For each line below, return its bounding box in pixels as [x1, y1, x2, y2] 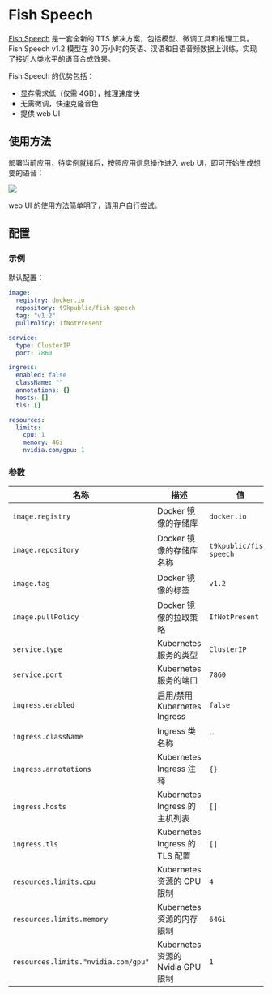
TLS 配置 [157, 851, 192, 862]
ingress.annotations [12, 765, 91, 774]
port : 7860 [15, 349, 53, 357]
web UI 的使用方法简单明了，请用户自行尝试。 [8, 200, 162, 210]
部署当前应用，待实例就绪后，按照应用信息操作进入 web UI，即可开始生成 [8, 157, 253, 167]
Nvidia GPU [157, 962, 202, 973]
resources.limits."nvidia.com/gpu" [12, 958, 150, 967]
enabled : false [15, 371, 67, 379]
